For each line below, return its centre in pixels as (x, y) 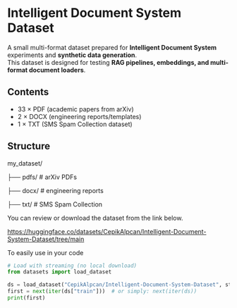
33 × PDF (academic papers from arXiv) (75, 109)
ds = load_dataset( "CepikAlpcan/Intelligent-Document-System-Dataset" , (115, 285)
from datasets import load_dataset (60, 272)
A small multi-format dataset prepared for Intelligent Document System (112, 47)
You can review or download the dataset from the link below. (95, 218)
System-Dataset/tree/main (46, 239)
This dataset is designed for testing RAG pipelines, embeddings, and (108, 62)
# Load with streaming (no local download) (72, 266)
